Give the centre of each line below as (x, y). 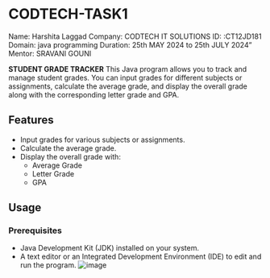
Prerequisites (35, 230)
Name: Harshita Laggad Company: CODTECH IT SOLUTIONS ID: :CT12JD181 (135, 36)
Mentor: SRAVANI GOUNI (50, 53)
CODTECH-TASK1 (69, 14)
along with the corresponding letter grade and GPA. (94, 94)
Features (31, 120)
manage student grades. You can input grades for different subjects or (125, 77)
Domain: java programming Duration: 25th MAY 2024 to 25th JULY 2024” (130, 44)
